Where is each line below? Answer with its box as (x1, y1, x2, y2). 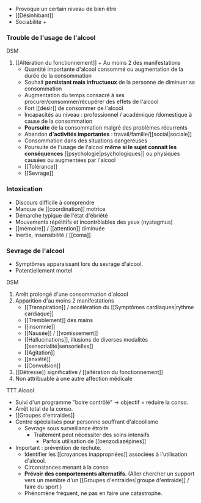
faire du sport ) (24, 483, 62, 490)
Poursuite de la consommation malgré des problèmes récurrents (24, 124, 188, 131)
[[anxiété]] (24, 355, 51, 362)
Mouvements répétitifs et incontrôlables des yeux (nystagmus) (15, 218, 173, 226)
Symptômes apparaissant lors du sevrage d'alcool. (15, 260, 144, 268)
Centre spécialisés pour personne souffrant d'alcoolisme (15, 418, 159, 425)
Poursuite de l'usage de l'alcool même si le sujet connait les (24, 144, 177, 151)
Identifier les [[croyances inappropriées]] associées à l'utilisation (24, 450, 188, 458)
